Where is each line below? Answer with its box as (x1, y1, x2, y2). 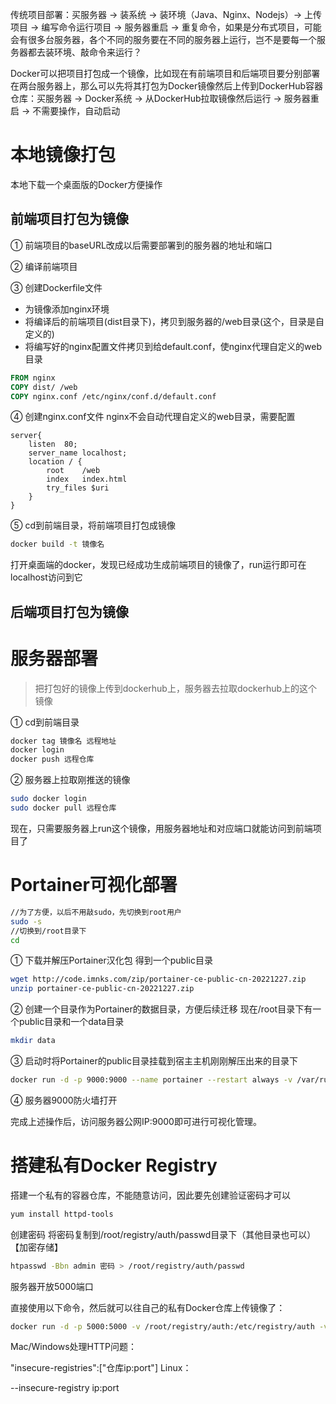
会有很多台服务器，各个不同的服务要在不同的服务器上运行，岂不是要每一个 (10, 34, 317, 45)
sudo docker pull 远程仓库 (10, 803, 117, 813)
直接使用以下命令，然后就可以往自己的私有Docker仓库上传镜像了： (10, 1301, 286, 1313)
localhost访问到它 (10, 571, 83, 583)
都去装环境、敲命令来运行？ (27, 46, 142, 58)
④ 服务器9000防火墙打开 (10, 1094, 118, 1106)
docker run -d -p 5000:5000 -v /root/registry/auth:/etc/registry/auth (10, 1321, 315, 1332)
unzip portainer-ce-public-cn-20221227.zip (10, 984, 195, 994)
